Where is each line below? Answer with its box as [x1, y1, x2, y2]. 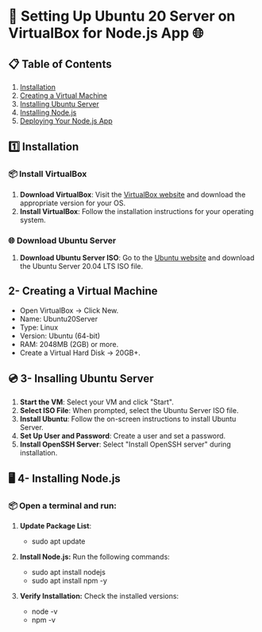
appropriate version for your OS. [19, 198, 125, 208]
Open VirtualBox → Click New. [19, 306, 119, 315]
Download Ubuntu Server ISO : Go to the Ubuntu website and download [19, 252, 255, 262]
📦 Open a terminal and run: [8, 500, 118, 511]
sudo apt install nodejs [31, 568, 106, 577]
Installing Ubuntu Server [19, 99, 99, 108]
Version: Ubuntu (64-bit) [19, 330, 101, 341]
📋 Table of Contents [8, 57, 113, 71]
